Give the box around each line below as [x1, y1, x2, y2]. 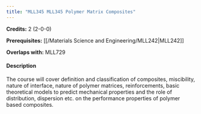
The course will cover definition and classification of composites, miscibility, [6, 76, 196, 83]
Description [6, 62, 37, 70]
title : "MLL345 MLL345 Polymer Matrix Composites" [6, 8, 136, 15]
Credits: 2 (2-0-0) [6, 25, 52, 32]
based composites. [6, 101, 54, 108]
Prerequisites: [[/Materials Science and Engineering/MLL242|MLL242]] [6, 37, 185, 44]
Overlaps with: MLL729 [6, 49, 66, 56]
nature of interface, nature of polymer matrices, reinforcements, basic [6, 82, 180, 89]
